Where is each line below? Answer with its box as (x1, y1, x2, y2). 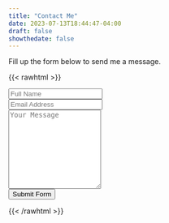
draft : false (8, 27, 53, 35)
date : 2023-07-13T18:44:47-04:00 (8, 19, 122, 28)
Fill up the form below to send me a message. (8, 57, 161, 66)
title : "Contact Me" (8, 11, 79, 20)
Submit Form (12, 190, 52, 199)
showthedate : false (8, 34, 75, 43)
